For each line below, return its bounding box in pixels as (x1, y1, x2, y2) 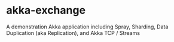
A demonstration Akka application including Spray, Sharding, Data (6, 23, 169, 30)
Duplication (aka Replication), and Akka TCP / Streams (6, 29, 141, 36)
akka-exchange (6, 4, 86, 17)
